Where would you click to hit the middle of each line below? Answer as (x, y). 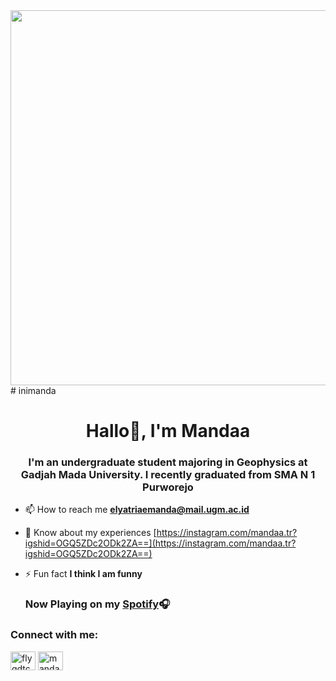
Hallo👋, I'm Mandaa (168, 431)
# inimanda (33, 390)
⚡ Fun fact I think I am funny (83, 574)
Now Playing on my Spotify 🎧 (97, 604)
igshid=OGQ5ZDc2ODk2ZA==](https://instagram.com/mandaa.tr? (160, 543)
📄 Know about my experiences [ (90, 533)
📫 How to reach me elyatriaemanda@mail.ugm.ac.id (137, 510)
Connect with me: (54, 635)
